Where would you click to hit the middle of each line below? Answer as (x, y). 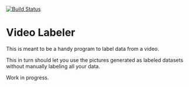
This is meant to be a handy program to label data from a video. (83, 48)
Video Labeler (41, 33)
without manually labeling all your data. (53, 66)
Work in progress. (28, 77)
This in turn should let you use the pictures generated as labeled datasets (94, 60)
